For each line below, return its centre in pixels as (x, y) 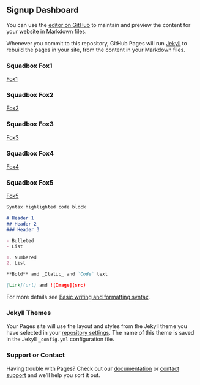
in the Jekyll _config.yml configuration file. (60, 339)
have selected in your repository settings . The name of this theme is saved (100, 333)
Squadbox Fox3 (30, 124)
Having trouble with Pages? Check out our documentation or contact (93, 368)
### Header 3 (23, 229)
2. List (16, 263)
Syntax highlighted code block (46, 207)
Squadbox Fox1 (29, 66)
